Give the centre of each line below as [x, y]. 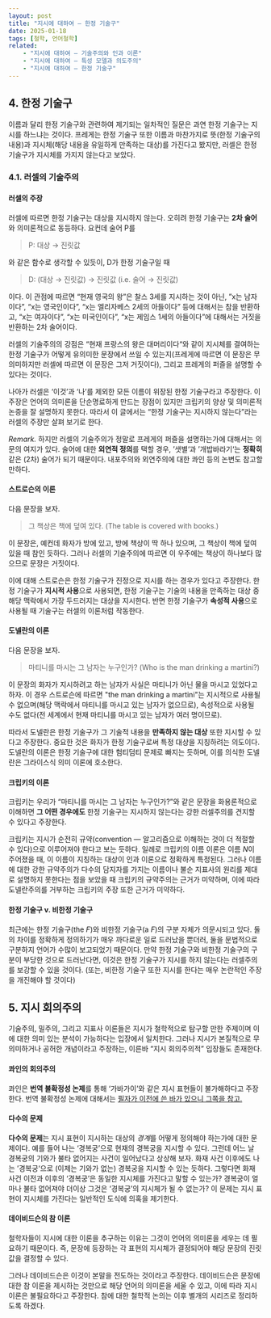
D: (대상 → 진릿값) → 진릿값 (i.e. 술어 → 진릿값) [103, 279]
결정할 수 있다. [46, 1258]
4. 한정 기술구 [40, 103]
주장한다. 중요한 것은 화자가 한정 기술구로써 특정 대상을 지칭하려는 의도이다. [142, 742]
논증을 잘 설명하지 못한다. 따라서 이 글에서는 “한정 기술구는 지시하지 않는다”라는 [133, 411]
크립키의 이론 [29, 782]
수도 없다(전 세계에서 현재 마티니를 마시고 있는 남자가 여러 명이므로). [115, 715]
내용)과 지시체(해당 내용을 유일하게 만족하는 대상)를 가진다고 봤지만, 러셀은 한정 [133, 144]
